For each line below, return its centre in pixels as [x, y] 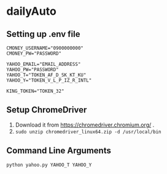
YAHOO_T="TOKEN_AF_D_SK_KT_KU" [46, 75]
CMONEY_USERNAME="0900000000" [45, 48]
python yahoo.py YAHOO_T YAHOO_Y [49, 165]
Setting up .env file [43, 34]
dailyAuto [31, 11]
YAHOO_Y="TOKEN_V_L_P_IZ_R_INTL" [49, 81]
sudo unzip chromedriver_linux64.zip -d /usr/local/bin [88, 132]
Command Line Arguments [59, 151]
